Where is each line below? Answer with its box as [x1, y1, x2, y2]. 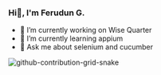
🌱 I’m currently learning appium [19, 34, 124, 43]
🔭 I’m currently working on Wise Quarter [19, 26, 152, 35]
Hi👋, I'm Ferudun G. [8, 7, 85, 18]
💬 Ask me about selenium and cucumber [19, 42, 154, 52]
